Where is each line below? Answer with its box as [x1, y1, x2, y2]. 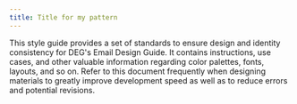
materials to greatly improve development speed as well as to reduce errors [9, 75, 288, 85]
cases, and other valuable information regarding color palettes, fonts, [9, 56, 265, 67]
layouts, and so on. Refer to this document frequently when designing [9, 66, 267, 76]
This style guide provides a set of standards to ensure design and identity [9, 37, 281, 48]
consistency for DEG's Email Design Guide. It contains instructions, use [9, 46, 271, 58]
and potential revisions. [9, 84, 96, 95]
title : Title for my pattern [9, 12, 118, 22]
